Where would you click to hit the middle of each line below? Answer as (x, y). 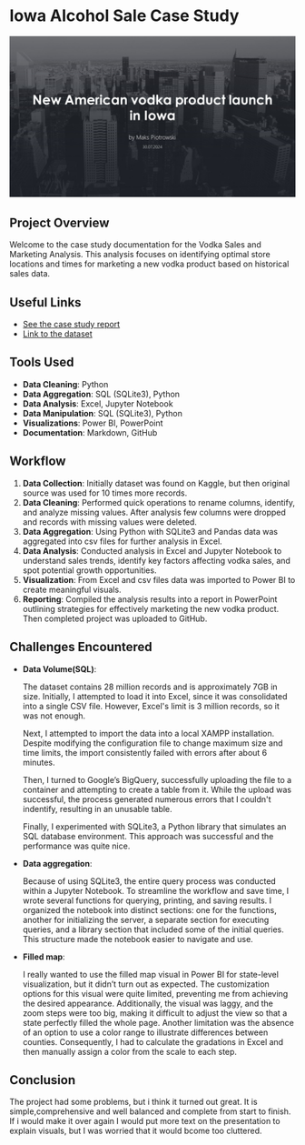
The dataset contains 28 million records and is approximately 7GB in (150, 687)
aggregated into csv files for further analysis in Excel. (122, 541)
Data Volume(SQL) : (59, 668)
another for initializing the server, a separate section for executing (146, 919)
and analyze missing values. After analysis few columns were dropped (154, 512)
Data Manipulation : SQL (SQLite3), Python (103, 413)
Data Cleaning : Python (65, 384)
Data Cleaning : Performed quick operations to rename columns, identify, (158, 502)
